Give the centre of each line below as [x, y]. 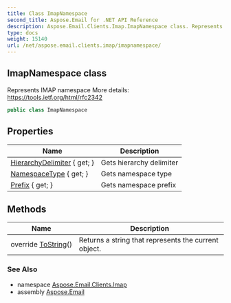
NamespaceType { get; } [49, 174]
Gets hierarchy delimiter [140, 163]
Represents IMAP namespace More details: [68, 90]
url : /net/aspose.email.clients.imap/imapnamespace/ [84, 45]
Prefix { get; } [32, 185]
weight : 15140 [27, 39]
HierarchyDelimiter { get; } [53, 163]
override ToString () [42, 244]
